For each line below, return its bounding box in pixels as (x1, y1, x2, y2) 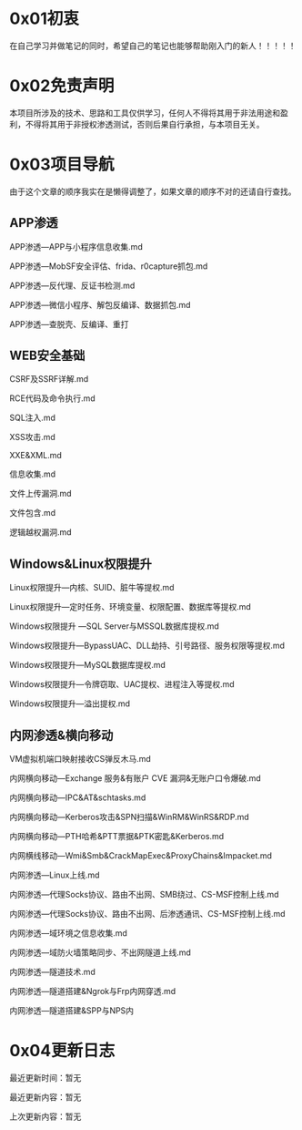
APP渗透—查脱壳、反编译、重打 (9, 318, 129, 329)
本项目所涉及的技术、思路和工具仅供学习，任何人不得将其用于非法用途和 (9, 107, 280, 118)
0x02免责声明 (9, 76, 115, 97)
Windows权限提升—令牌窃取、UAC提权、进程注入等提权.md (9, 679, 235, 690)
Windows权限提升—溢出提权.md (9, 698, 130, 709)
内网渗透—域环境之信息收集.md (9, 928, 127, 939)
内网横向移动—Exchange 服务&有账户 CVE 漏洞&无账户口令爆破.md (9, 773, 261, 784)
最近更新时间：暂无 (9, 1073, 82, 1083)
